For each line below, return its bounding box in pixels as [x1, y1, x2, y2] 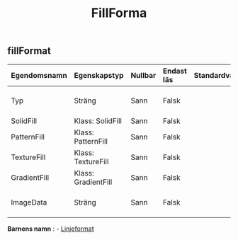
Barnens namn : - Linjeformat [7, 224, 94, 233]
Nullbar [130, 70, 157, 80]
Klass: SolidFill [74, 115, 123, 125]
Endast [162, 66, 188, 76]
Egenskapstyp [74, 70, 124, 80]
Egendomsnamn [11, 70, 67, 80]
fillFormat [7, 45, 51, 57]
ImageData [11, 197, 47, 207]
